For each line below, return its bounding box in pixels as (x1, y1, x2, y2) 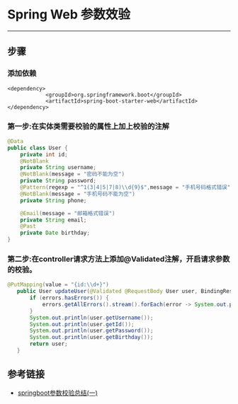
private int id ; (20, 151, 69, 158)
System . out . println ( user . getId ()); (29, 321, 135, 328)
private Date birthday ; (20, 229, 91, 237)
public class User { (7, 144, 69, 151)
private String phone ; (20, 197, 87, 204)
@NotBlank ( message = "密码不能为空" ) (20, 171, 125, 178)
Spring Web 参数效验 (7, 6, 131, 23)
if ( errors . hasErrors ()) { (29, 294, 110, 301)
